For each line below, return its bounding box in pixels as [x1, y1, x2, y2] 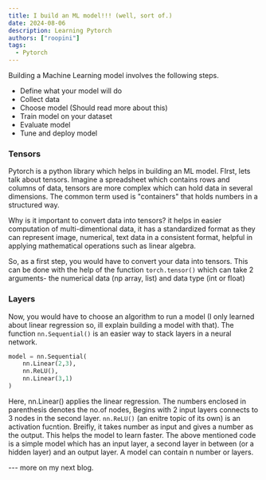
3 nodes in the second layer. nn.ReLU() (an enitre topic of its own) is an [8, 413, 241, 423]
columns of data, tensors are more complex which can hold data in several [8, 183, 253, 193]
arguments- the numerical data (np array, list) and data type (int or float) [8, 273, 245, 283]
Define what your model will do [19, 86, 122, 96]
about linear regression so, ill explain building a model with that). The [8, 320, 234, 329]
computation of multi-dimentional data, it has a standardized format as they [8, 224, 256, 234]
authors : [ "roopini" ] [8, 33, 80, 42]
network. [8, 336, 38, 347]
